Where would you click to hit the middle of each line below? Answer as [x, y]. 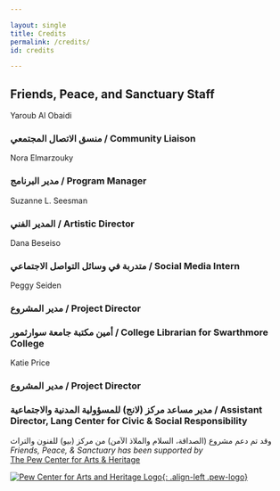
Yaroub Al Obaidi [41, 116]
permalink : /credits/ [50, 42]
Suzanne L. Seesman [49, 200]
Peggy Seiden [36, 285]
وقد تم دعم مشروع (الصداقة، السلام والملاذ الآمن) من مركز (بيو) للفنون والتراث [141, 440]
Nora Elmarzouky [42, 158]
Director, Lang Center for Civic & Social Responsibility [129, 421]
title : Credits [38, 33]
